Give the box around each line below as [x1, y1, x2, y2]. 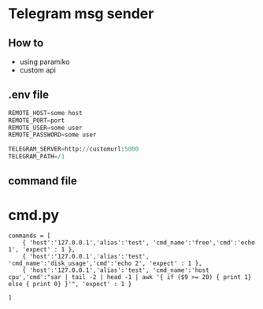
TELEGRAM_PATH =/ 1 [8, 153, 65, 161]
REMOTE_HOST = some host [8, 109, 83, 117]
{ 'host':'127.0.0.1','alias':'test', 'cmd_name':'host [22, 266, 210, 274]
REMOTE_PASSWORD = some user [8, 131, 97, 139]
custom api [19, 65, 57, 75]
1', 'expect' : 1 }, [8, 246, 76, 254]
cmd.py [8, 206, 60, 224]
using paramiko [19, 57, 70, 66]
